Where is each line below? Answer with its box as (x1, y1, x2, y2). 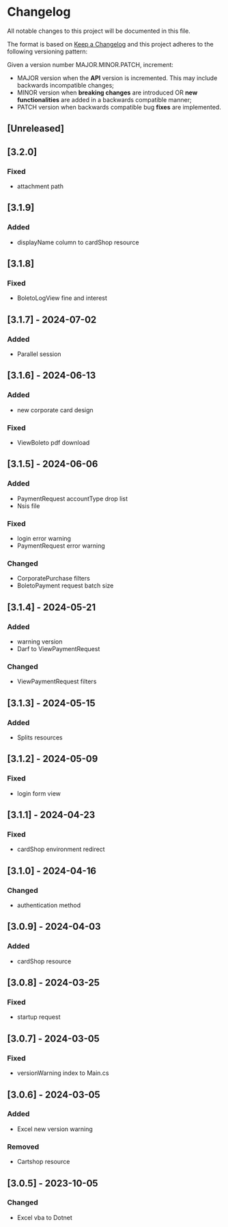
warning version (16, 637, 63, 646)
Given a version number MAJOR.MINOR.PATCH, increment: (7, 60, 174, 68)
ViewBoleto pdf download (16, 439, 90, 447)
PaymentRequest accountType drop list (16, 494, 128, 503)
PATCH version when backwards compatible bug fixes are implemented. (16, 103, 222, 111)
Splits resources (16, 733, 63, 742)
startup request (16, 1013, 61, 1021)
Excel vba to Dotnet (16, 1213, 73, 1222)
